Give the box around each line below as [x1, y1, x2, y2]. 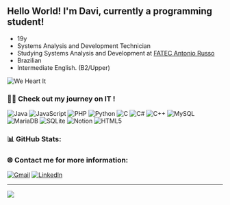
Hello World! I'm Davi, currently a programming [7, 5, 213, 17]
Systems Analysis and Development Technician [16, 41, 151, 50]
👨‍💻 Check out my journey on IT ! [7, 94, 116, 104]
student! [7, 16, 44, 28]
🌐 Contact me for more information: [7, 155, 129, 165]
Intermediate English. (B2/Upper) [16, 63, 111, 71]
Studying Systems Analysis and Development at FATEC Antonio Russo [16, 49, 215, 57]
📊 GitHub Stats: [7, 134, 62, 144]
